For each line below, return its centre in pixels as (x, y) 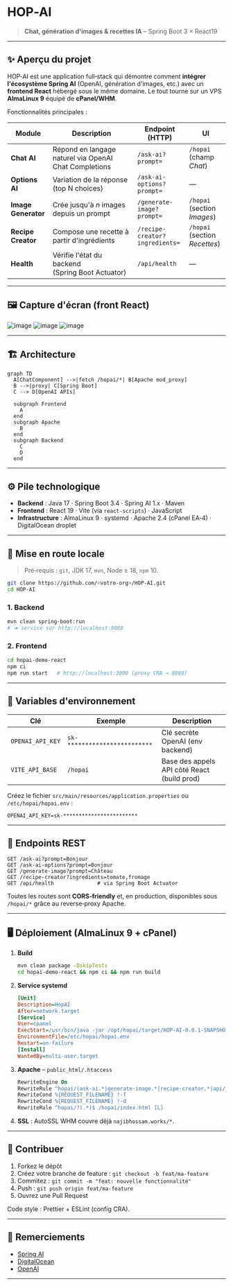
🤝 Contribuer (35, 1149)
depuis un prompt (81, 214)
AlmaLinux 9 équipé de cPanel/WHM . (62, 98)
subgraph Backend (38, 441)
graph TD (20, 374)
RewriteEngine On (42, 1082)
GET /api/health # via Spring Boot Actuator (93, 884)
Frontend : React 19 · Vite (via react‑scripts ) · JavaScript (100, 511)
